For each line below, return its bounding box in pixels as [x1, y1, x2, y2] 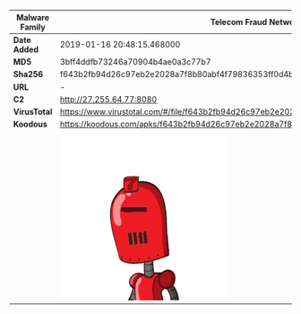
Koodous [13, 118, 47, 130]
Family [20, 22, 47, 32]
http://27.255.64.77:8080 [59, 93, 158, 104]
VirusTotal [13, 107, 53, 117]
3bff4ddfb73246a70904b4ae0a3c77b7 [59, 57, 212, 67]
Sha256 [13, 69, 44, 80]
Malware [16, 12, 50, 22]
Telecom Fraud [210, 17, 268, 27]
